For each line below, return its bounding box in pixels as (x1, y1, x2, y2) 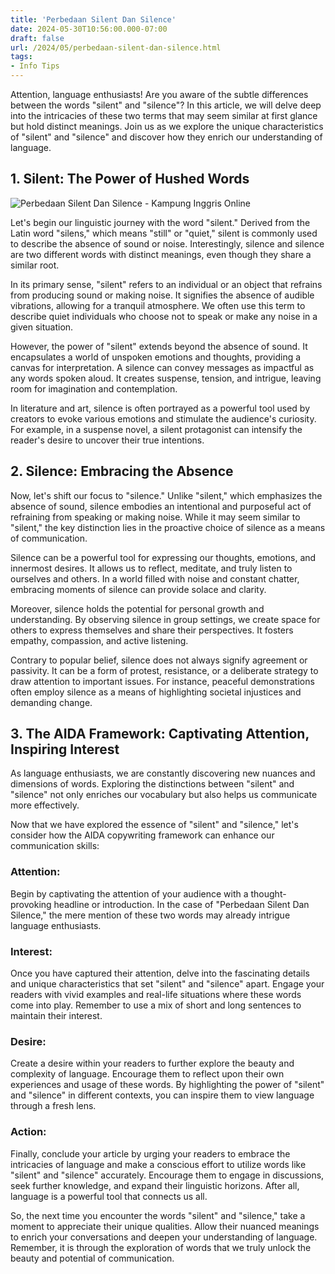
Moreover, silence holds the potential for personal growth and (10, 602, 265, 615)
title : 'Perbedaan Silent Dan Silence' (10, 14, 177, 25)
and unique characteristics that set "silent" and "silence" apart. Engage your (10, 978, 325, 990)
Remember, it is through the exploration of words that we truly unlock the (10, 1241, 312, 1253)
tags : (10, 52, 33, 62)
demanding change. (10, 696, 93, 708)
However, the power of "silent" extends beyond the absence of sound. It (10, 340, 308, 352)
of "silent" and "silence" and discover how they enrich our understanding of (10, 131, 323, 143)
